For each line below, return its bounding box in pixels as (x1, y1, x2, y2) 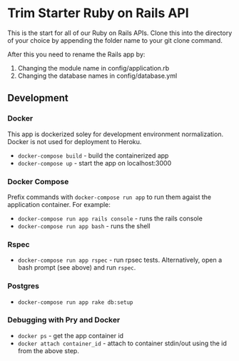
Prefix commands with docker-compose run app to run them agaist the (7, 193, 212, 201)
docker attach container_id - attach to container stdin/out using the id (17, 339, 227, 347)
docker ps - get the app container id (17, 331, 123, 340)
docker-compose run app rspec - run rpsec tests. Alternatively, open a (17, 255, 223, 265)
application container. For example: (7, 200, 111, 208)
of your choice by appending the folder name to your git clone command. (7, 36, 223, 44)
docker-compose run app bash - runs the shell (17, 221, 151, 230)
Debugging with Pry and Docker (7, 315, 121, 325)
